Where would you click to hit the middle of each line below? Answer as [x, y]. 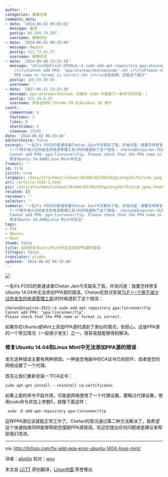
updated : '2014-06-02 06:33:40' [39, 262]
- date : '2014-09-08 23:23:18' [38, 61]
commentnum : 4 [24, 113]
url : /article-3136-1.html [33, 183]
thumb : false [19, 243]
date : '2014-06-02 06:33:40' [35, 136]
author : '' [16, 10]
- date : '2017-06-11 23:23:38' [38, 89]
